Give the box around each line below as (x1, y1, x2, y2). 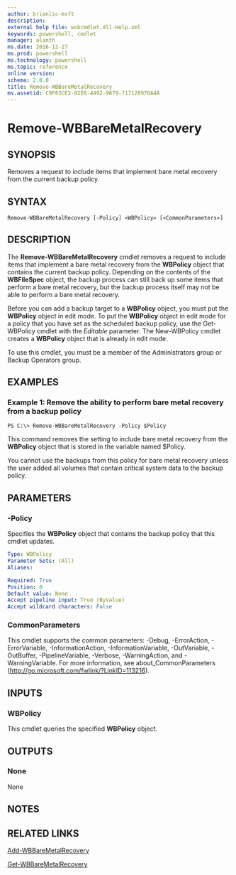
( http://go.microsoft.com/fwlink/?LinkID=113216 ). (7, 666, 150, 675)
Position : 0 (7, 584, 43, 591)
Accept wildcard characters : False (7, 603, 113, 611)
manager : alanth (7, 37, 55, 44)
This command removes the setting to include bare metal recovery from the (7, 435, 228, 444)
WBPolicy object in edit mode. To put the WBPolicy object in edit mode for (7, 311, 226, 320)
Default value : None (7, 590, 69, 597)
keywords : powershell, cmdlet (7, 30, 97, 38)
